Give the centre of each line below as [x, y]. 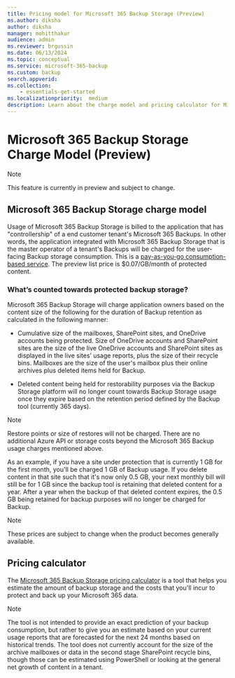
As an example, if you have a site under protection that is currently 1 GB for [115, 462]
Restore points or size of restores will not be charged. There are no [104, 433]
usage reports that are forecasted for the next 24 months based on [104, 637]
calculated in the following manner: [58, 319]
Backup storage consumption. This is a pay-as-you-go [105, 256]
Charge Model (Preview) [79, 155]
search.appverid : [33, 79]
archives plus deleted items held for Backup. [81, 370]
